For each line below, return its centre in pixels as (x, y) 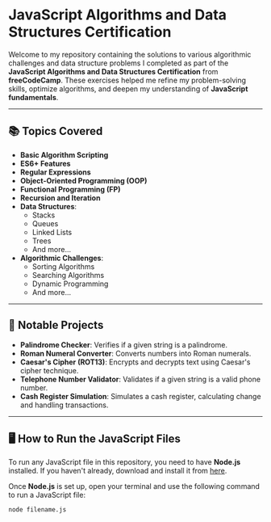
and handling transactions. (64, 405)
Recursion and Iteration (60, 198)
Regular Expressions (55, 172)
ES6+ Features (45, 163)
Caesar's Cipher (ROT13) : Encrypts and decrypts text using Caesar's (135, 362)
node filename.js (38, 510)
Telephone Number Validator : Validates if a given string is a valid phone (140, 379)
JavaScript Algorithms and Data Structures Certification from (113, 71)
